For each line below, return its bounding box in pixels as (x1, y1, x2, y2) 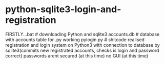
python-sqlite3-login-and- (5, 4, 121, 15)
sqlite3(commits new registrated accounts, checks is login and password (5, 47, 159, 53)
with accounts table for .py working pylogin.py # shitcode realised (5, 37, 145, 43)
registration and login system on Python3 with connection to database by (5, 42, 160, 48)
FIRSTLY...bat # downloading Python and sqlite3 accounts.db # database (5, 31, 160, 37)
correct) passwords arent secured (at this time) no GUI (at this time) (5, 52, 149, 59)
